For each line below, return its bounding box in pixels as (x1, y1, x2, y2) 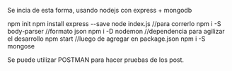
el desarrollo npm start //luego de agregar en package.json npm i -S (7, 34, 206, 43)
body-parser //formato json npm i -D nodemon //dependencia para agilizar (7, 27, 225, 35)
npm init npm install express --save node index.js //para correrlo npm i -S (7, 20, 221, 27)
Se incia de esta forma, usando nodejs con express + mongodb (7, 6, 192, 14)
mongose (7, 42, 35, 50)
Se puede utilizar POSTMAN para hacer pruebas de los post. (7, 56, 185, 64)
